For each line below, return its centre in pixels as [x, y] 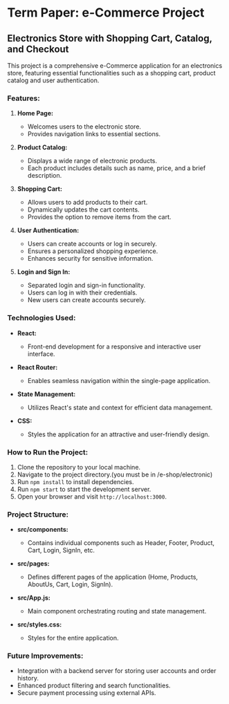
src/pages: [33, 564]
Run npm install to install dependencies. [75, 481]
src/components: [43, 530]
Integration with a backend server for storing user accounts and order [117, 671]
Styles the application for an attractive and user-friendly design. [119, 434]
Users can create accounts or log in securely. [92, 244]
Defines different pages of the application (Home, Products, [113, 577]
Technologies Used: [42, 318]
